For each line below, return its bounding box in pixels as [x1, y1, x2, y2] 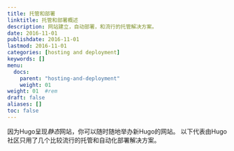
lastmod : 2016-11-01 [7, 42, 68, 49]
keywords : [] [7, 56, 45, 63]
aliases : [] [7, 101, 42, 108]
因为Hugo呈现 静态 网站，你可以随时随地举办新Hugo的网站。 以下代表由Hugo [7, 127, 227, 136]
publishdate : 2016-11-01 [7, 36, 80, 43]
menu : [7, 62, 23, 69]
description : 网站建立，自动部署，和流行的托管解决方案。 [7, 23, 157, 30]
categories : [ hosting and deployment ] [7, 49, 120, 56]
